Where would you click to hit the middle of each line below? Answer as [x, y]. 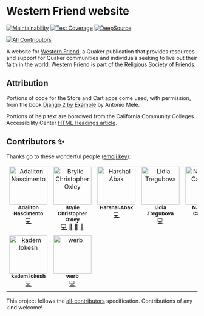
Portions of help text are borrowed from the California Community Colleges [100, 116]
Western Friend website [68, 11]
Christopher [72, 214]
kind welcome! [25, 307]
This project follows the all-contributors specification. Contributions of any [100, 301]
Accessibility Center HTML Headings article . [62, 123]
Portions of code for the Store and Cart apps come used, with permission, [99, 98]
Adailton [29, 208]
